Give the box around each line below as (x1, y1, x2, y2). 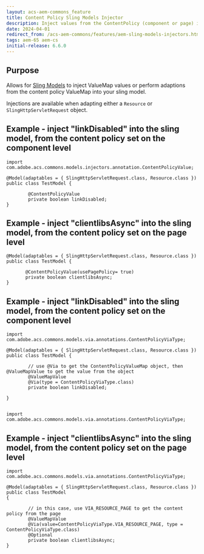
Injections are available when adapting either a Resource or (6, 100, 153, 107)
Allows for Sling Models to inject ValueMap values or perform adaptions (6, 81, 186, 89)
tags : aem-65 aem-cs (6, 37, 59, 43)
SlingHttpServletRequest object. (6, 106, 88, 113)
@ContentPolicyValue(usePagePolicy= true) (25, 269, 135, 275)
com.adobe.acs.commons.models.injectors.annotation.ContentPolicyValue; (6, 164, 194, 170)
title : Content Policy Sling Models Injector (6, 15, 123, 21)
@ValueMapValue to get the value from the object (6, 369, 135, 375)
